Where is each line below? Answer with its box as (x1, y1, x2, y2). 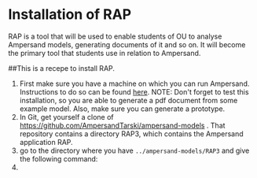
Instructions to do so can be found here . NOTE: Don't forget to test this (19, 87, 249, 96)
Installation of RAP (8, 6, 132, 24)
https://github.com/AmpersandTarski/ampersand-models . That (19, 121, 226, 130)
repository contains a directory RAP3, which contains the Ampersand (19, 128, 244, 139)
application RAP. (19, 137, 73, 146)
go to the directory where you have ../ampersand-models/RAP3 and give (19, 146, 250, 155)
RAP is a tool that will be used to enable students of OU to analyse (8, 32, 222, 41)
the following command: (19, 154, 98, 163)
